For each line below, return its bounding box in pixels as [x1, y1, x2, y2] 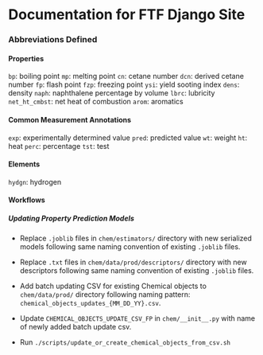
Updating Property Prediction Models [8, 213, 135, 223]
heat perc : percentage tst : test [8, 141, 110, 150]
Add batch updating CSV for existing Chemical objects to [19, 281, 207, 291]
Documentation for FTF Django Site [8, 6, 246, 24]
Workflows [8, 195, 45, 205]
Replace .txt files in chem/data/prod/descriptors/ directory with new [19, 257, 248, 267]
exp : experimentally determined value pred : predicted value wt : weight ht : [8, 133, 248, 142]
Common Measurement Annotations [8, 115, 132, 124]
